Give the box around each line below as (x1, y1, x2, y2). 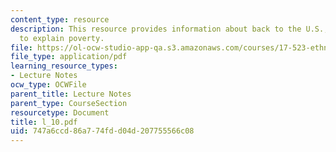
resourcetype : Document (10, 107, 110, 118)
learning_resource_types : (10, 61, 118, 71)
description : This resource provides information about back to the (10, 24, 302, 34)
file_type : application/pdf (10, 52, 128, 62)
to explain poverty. (19, 33, 105, 43)
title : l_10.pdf (10, 117, 78, 127)
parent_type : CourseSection (10, 98, 128, 108)
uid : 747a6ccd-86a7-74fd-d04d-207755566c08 (10, 126, 195, 136)
